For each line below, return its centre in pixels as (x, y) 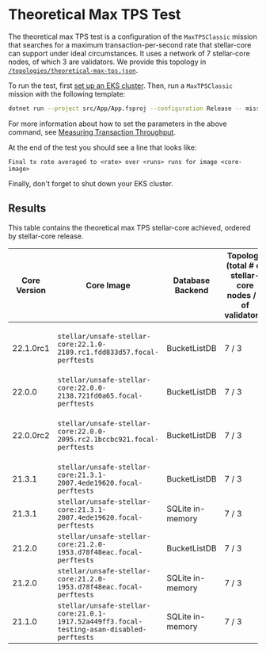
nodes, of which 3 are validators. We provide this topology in (107, 62)
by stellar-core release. (46, 236)
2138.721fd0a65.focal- (100, 395)
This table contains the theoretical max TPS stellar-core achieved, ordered (129, 227)
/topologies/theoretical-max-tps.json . (73, 70)
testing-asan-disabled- (102, 629)
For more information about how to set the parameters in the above (118, 124)
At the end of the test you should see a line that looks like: (103, 147)
